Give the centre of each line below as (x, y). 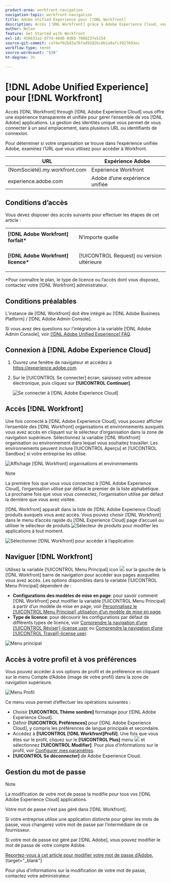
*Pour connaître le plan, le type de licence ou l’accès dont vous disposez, (83, 280)
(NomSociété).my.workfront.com (47, 170)
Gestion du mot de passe (46, 772)
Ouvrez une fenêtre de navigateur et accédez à (62, 362)
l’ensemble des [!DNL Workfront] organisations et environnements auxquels (85, 426)
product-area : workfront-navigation (44, 10)
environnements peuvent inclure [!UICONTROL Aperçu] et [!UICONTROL (81, 448)
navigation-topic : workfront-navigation (49, 15)
